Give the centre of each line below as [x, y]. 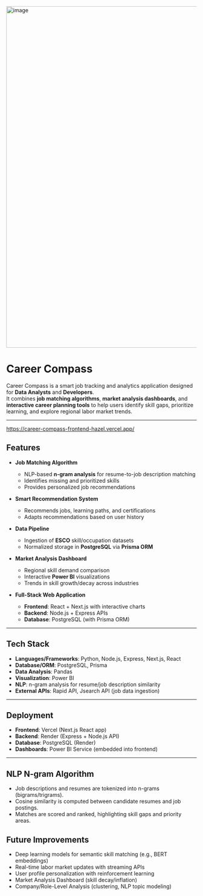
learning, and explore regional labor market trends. [69, 411]
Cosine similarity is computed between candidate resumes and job [98, 802]
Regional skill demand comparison [67, 570]
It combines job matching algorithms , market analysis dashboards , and [97, 398]
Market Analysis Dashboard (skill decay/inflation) [76, 880]
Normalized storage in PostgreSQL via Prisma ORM [89, 546]
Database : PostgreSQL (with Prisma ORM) [77, 619]
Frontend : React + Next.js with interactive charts [85, 606]
